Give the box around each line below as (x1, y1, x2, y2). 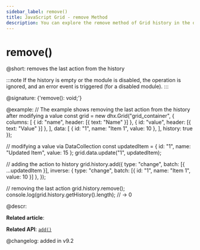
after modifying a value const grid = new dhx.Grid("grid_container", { (6, 112, 174, 120)
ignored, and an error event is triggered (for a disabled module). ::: (6, 83, 169, 90)
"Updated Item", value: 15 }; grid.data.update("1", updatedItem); (6, 149, 162, 157)
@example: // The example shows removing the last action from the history (6, 106, 190, 113)
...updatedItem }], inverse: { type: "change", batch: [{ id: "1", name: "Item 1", (6, 167, 191, 174)
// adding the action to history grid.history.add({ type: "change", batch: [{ (6, 161, 185, 168)
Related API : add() (6, 226, 52, 233)
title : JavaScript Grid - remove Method (6, 14, 108, 20)
